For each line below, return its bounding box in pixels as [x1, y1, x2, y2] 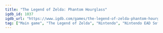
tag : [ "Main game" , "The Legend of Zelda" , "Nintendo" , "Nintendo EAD [5, 20, 151, 26]
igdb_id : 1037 [5, 12, 34, 16]
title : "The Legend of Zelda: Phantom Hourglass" [5, 7, 108, 12]
